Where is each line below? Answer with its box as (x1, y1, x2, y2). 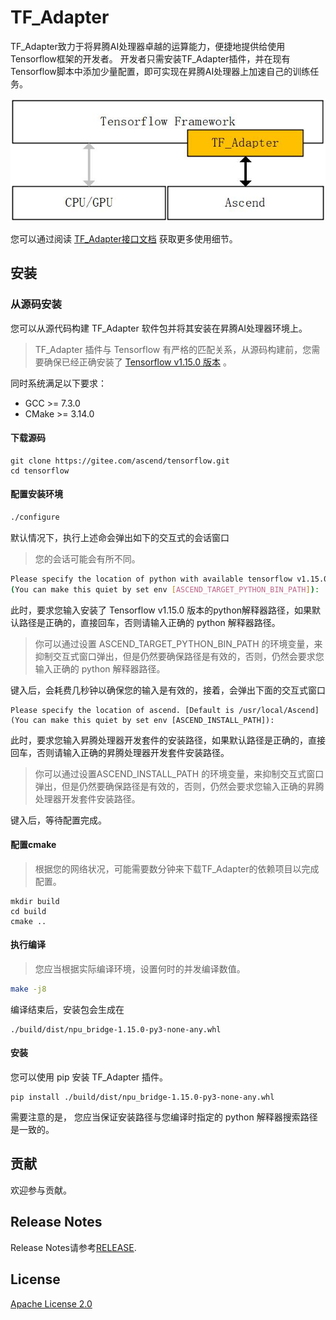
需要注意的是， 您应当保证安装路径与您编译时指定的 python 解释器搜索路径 (10, 1111, 318, 1123)
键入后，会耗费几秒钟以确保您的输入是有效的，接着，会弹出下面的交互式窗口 (10, 684, 326, 696)
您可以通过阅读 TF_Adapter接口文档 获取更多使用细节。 (10, 232, 238, 245)
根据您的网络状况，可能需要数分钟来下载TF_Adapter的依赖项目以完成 (34, 862, 320, 875)
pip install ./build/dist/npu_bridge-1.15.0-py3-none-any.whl (10, 1092, 275, 1103)
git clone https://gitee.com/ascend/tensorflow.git (10, 456, 230, 466)
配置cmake (10, 839, 57, 851)
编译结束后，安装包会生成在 (10, 1003, 125, 1015)
